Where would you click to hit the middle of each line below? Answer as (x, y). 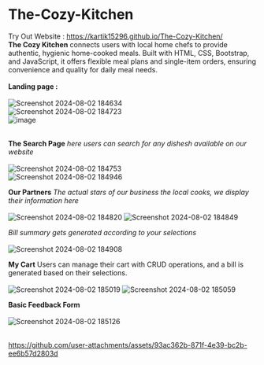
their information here (43, 200)
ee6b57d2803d (33, 353)
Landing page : (33, 86)
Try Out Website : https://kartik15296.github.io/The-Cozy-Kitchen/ (115, 36)
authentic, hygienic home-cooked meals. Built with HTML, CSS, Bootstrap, (129, 53)
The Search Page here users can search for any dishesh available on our (127, 143)
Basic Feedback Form (44, 304)
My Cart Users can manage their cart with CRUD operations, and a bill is (126, 264)
